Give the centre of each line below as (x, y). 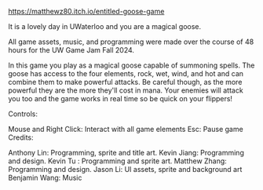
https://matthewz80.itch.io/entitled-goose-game (86, 11)
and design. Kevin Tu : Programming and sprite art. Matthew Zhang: (118, 161)
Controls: (23, 114)
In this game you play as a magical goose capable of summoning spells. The (131, 65)
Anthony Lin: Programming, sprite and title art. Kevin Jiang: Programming (126, 153)
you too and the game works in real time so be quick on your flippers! (121, 99)
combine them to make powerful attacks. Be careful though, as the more (125, 82)
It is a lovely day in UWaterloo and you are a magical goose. (105, 26)
